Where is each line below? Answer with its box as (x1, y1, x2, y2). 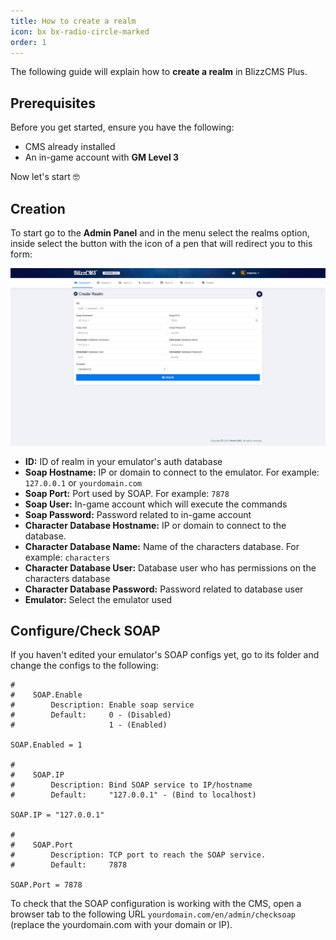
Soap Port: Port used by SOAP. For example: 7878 (24, 487, 230, 499)
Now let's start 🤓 (10, 171, 80, 183)
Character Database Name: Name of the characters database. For (24, 540, 300, 552)
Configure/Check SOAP (10, 622, 161, 639)
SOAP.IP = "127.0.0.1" (10, 810, 105, 820)
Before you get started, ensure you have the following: (10, 121, 235, 134)
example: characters (24, 551, 111, 563)
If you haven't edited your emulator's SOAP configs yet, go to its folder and (10, 649, 320, 661)
